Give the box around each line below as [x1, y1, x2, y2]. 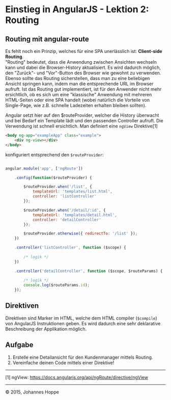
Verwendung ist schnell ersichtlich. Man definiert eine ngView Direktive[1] [5, 123, 158, 129]
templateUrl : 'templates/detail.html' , [32, 212, 117, 218]
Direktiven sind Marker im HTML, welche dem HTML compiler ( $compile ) [5, 315, 158, 321]
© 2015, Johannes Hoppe [5, 389, 60, 395]
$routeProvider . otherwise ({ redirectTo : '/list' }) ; [23, 231, 138, 236]
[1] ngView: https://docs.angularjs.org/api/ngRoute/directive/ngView [5, 374, 149, 380]
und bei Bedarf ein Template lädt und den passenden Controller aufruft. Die [5, 118, 164, 123]
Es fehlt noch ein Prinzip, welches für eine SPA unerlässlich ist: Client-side [5, 48, 162, 54]
